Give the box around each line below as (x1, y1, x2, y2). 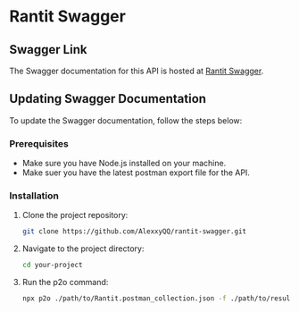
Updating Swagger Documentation (9, 91, 207, 106)
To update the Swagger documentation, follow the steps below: (9, 114, 243, 126)
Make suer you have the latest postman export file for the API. (21, 167, 250, 178)
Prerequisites (9, 137, 69, 149)
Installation (9, 190, 60, 202)
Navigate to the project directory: (21, 243, 145, 254)
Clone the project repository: (21, 210, 129, 221)
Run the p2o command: (21, 277, 109, 288)
